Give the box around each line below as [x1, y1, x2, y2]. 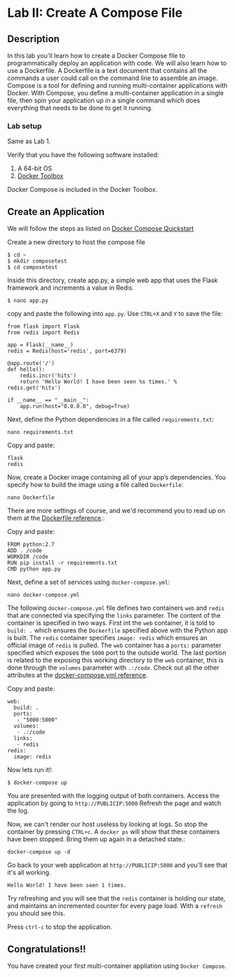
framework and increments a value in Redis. [7, 284, 135, 292]
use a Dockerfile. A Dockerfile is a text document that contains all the [7, 67, 208, 74]
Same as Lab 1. [7, 137, 51, 145]
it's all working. [7, 868, 51, 877]
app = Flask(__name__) [7, 342, 74, 349]
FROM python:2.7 [7, 541, 55, 548]
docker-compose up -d [7, 849, 71, 856]
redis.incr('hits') [20, 372, 77, 380]
